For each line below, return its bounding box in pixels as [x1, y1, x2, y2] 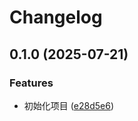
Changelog [9, 6, 103, 29]
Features [9, 76, 54, 90]
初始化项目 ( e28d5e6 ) [23, 99, 115, 111]
